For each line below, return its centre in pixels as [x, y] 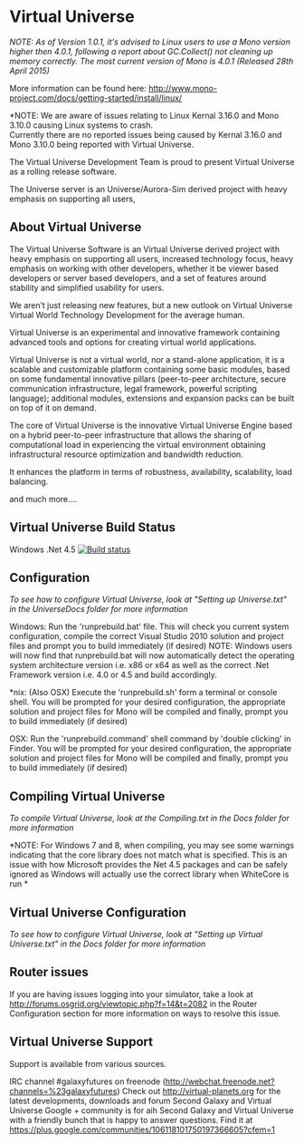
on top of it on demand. [53, 407]
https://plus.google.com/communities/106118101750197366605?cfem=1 [142, 1129]
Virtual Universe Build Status [93, 528]
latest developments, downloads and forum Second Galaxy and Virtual [141, 1100]
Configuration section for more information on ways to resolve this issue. [145, 1013]
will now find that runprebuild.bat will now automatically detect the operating [152, 655]
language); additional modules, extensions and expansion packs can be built [152, 398]
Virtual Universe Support [81, 1042]
